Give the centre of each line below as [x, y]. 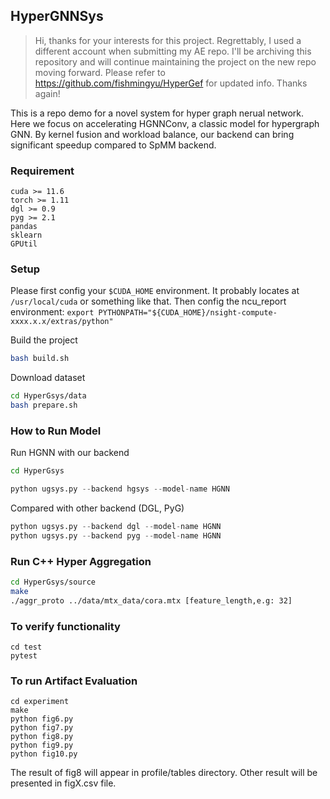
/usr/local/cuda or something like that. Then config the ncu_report [148, 301]
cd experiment [40, 702]
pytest [24, 656]
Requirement [42, 171]
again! [47, 93]
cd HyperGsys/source [53, 582]
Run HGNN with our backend [70, 453]
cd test [26, 647]
